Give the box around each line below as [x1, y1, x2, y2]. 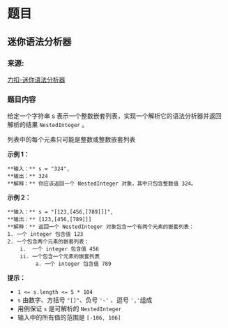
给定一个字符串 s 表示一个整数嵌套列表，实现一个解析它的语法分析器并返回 [7, 112, 222, 120]
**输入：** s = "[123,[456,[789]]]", [7, 209, 114, 216]
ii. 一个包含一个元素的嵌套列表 [20, 253, 100, 260]
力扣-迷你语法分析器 [7, 75, 66, 84]
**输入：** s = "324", [7, 165, 70, 172]
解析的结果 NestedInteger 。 [7, 121, 89, 129]
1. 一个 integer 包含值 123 [7, 231, 84, 238]
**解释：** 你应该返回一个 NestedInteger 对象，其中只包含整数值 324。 [7, 180, 197, 188]
